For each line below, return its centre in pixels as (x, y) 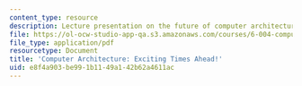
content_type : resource (54, 17)
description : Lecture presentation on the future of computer (128, 26)
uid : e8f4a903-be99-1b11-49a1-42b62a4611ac (92, 68)
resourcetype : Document (54, 51)
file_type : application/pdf (62, 43)
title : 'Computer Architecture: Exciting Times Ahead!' (116, 59)
